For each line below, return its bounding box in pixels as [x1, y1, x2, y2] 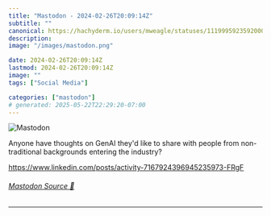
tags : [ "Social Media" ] [8, 78, 89, 87]
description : [8, 34, 52, 43]
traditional [8, 147, 42, 157]
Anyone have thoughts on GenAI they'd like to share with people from [8, 139, 240, 148]
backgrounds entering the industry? [43, 147, 163, 157]
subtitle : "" [8, 19, 52, 27]
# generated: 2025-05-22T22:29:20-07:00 [8, 101, 147, 109]
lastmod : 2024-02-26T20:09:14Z [8, 64, 114, 73]
